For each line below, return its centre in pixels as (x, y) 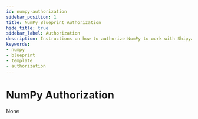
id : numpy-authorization (37, 11)
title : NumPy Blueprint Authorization (54, 22)
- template (19, 60)
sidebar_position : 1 (32, 17)
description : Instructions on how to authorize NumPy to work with (91, 39)
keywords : (18, 45)
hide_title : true (27, 28)
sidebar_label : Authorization (43, 33)
